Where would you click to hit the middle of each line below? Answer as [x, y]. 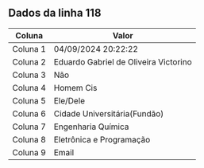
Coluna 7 [29, 127]
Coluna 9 [29, 152]
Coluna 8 [29, 139]
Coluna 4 [29, 88]
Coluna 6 [29, 113]
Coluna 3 [29, 75]
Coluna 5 [29, 100]
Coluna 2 [29, 61]
